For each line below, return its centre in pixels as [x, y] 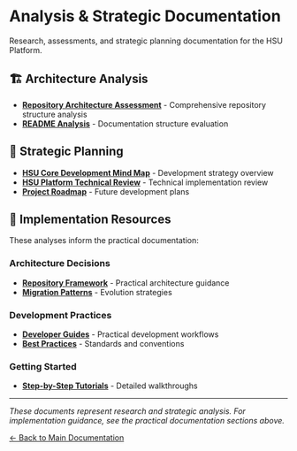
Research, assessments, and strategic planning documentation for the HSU [146, 41]
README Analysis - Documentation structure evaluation [125, 123]
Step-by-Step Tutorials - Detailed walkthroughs [110, 386]
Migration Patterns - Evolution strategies [97, 292]
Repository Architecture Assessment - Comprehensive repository [144, 104]
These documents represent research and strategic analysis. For [127, 411]
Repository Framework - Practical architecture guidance [126, 283]
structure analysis [54, 114]
